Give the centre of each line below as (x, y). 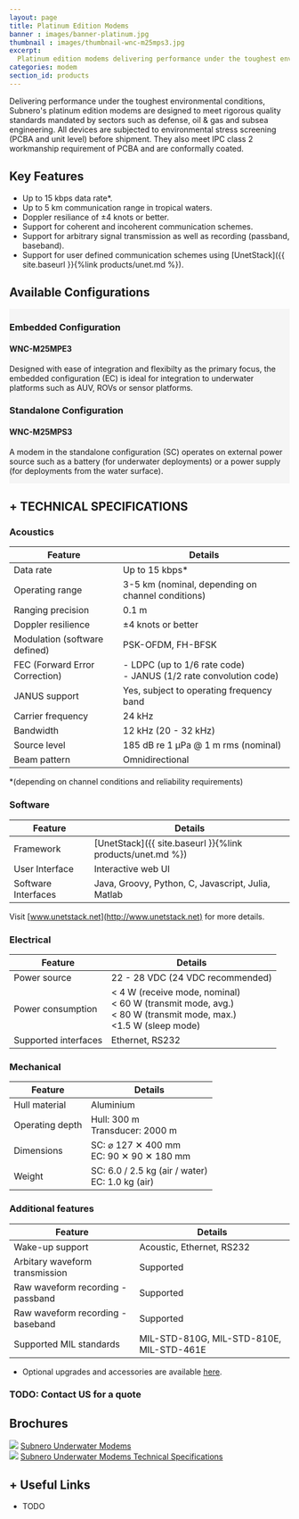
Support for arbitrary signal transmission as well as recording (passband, (156, 236)
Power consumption (56, 1009)
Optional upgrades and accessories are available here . (122, 1372)
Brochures (39, 1423)
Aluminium (113, 1105)
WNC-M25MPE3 (41, 348)
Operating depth (48, 1125)
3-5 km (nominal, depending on (190, 585)
